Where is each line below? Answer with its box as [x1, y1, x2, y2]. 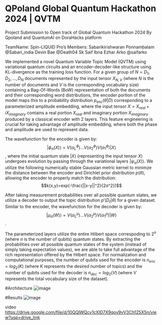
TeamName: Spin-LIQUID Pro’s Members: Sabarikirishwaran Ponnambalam [5, 44, 155, 50]
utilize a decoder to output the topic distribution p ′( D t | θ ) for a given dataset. [5, 197, 156, 204]
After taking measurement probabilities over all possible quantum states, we [5, 192, 157, 198]
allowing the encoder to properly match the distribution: [5, 175, 116, 181]
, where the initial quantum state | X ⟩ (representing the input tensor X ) [5, 153, 143, 159]
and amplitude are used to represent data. [5, 126, 89, 132]
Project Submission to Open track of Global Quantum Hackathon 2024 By [5, 29, 152, 35]
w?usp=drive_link [5, 315, 40, 321]
